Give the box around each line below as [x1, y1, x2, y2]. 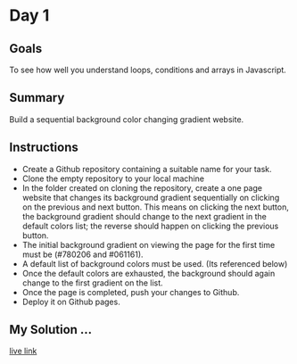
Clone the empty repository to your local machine [21, 173, 205, 184]
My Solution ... [9, 322, 93, 337]
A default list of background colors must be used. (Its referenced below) [21, 258, 288, 269]
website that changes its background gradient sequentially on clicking [21, 192, 280, 203]
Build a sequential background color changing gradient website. [9, 113, 244, 125]
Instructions [9, 140, 78, 155]
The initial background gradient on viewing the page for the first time [21, 239, 276, 250]
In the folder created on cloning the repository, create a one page [21, 182, 263, 193]
